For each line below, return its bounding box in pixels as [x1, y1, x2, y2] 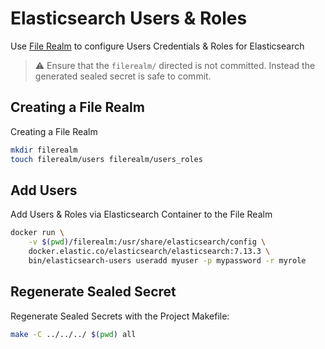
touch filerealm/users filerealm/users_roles [10, 154, 203, 164]
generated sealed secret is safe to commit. [34, 70, 212, 82]
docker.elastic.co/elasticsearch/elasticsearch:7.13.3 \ [28, 247, 271, 257]
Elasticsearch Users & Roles [10, 7, 248, 30]
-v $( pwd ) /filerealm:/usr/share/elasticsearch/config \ [28, 237, 267, 247]
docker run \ [10, 228, 65, 238]
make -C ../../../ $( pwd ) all [10, 329, 137, 339]
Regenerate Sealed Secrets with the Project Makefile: [10, 310, 230, 322]
